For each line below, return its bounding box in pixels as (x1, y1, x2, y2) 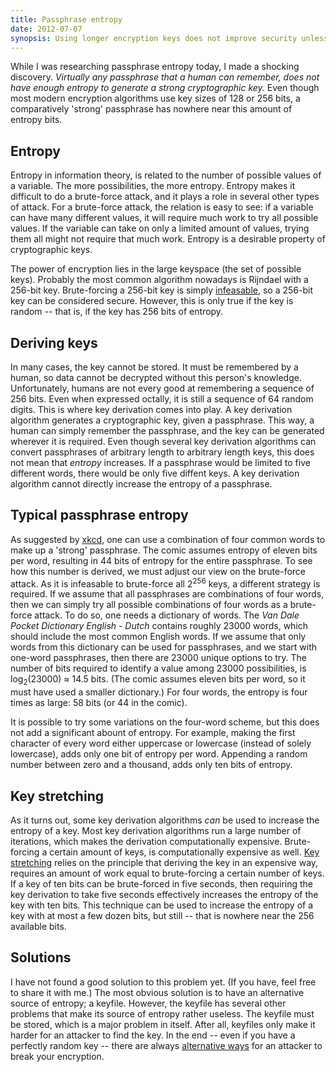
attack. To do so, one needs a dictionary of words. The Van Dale (34, 609, 300, 621)
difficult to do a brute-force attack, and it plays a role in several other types (10, 191, 320, 203)
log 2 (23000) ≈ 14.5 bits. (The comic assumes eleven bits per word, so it (10, 673, 306, 688)
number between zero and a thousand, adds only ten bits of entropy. (10, 759, 293, 771)
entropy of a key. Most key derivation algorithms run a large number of (10, 825, 302, 837)
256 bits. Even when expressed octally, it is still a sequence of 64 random (10, 393, 314, 405)
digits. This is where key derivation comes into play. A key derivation (10, 404, 293, 415)
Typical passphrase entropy (10, 507, 189, 524)
